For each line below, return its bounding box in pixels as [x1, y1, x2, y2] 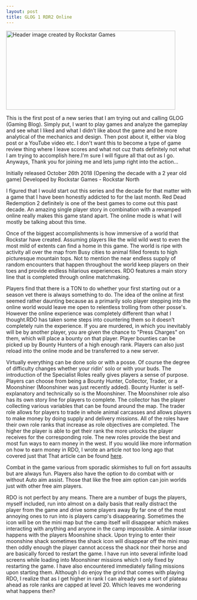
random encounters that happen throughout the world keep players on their [6, 261, 189, 268]
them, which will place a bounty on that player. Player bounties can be [6, 334, 176, 341]
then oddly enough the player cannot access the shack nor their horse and [6, 544, 187, 551]
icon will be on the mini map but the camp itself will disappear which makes [6, 518, 189, 526]
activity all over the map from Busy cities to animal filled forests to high [6, 248, 178, 256]
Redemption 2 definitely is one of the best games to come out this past [6, 199, 178, 206]
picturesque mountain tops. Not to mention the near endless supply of [6, 254, 176, 262]
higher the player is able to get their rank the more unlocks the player [6, 427, 173, 434]
